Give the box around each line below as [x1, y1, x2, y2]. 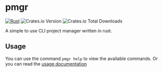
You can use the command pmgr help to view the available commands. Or [5, 55, 158, 61]
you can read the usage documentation [5, 60, 87, 66]
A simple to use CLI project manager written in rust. [5, 27, 113, 33]
